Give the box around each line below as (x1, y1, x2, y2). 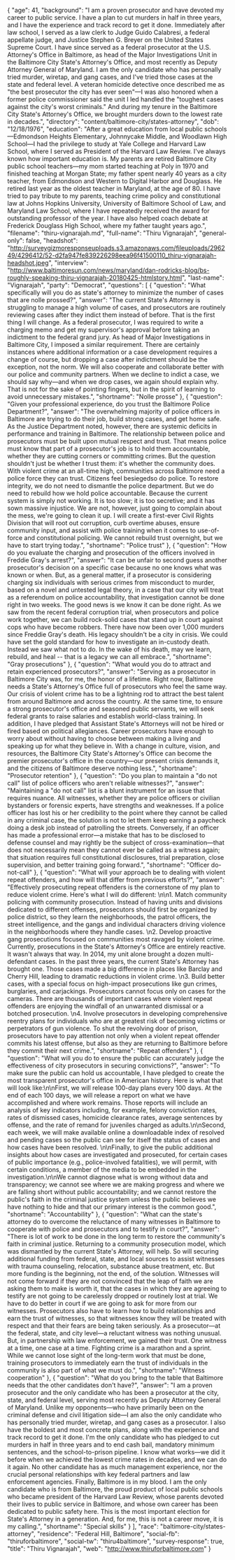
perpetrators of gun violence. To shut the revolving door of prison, (7, 1024, 198, 1033)
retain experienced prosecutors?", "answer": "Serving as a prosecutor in (7, 667, 216, 676)
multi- (197, 950, 214, 958)
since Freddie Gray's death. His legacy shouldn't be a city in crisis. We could (7, 630, 228, 639)
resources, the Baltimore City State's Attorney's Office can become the (7, 749, 212, 758)
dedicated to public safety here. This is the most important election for (7, 1508, 211, 1515)
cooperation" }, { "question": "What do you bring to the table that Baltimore (7, 1374, 224, 1382)
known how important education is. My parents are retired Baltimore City (7, 155, 217, 163)
